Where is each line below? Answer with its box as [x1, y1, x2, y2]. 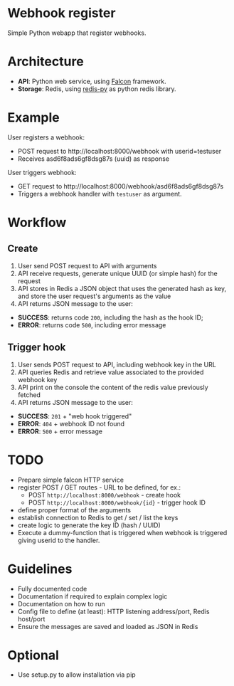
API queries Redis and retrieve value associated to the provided [17, 368, 204, 376]
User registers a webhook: [7, 133, 85, 142]
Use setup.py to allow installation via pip [17, 670, 137, 679]
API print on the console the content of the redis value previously [17, 383, 208, 391]
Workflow [7, 215, 67, 231]
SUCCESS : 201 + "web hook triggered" [17, 411, 132, 421]
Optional [7, 647, 59, 663]
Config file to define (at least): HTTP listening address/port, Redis [17, 607, 210, 616]
